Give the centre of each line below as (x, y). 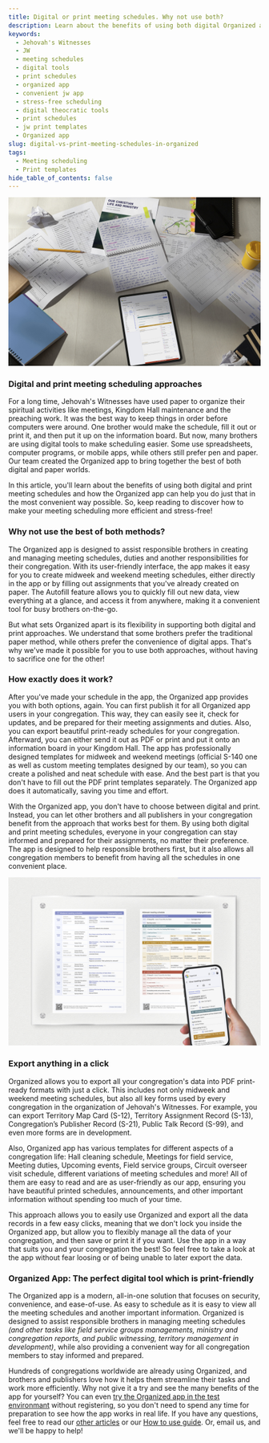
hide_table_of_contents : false (60, 178)
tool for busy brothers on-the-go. (63, 609)
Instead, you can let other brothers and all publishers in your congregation (130, 814)
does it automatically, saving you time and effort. (88, 790)
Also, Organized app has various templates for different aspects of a (121, 1147)
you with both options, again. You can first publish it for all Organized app (129, 705)
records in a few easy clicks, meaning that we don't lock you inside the (125, 1223)
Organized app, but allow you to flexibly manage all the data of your (120, 1232)
